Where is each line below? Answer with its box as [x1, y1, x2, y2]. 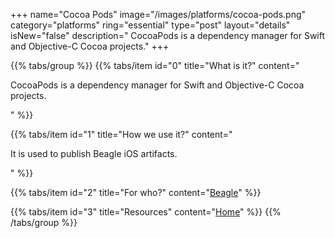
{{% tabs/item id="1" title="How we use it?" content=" [10, 129, 233, 140]
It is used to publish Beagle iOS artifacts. [10, 148, 178, 159]
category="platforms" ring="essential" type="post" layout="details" [10, 19, 291, 31]
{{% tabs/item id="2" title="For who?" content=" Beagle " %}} [10, 187, 262, 198]
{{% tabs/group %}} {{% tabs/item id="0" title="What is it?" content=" [10, 60, 300, 71]
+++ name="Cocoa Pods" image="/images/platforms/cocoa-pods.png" [10, 9, 307, 20]
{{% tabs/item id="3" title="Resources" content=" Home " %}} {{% [10, 206, 282, 218]
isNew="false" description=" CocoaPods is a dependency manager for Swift [10, 30, 326, 41]
